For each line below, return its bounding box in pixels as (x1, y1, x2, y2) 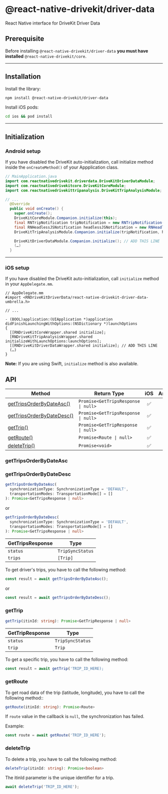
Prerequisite (5, 35, 44, 43)
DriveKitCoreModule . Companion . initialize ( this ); (14, 216, 117, 221)
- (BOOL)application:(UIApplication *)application (5, 317, 113, 322)
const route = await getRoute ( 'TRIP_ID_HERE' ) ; (5, 733, 106, 738)
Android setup (5, 148, 41, 155)
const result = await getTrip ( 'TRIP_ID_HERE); (5, 666, 104, 671)
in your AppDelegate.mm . (5, 281, 53, 287)
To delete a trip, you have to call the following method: (5, 756, 117, 762)
